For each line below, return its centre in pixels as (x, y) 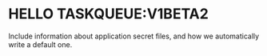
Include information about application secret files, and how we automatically (134, 36)
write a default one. (40, 44)
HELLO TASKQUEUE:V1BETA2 (109, 14)
